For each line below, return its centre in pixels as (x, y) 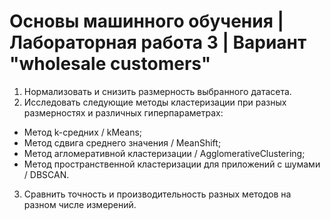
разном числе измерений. (80, 204)
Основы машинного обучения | (146, 21)
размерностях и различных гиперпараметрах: (123, 112)
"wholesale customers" (110, 64)
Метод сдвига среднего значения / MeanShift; (122, 142)
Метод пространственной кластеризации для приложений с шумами (172, 164)
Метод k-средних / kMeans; (83, 132)
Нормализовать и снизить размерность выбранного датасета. (157, 91)
